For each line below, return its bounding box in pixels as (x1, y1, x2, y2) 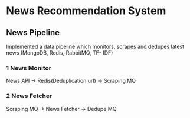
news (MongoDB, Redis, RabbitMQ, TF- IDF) (6, 49, 113, 56)
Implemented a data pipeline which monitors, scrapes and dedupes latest (6, 43, 185, 50)
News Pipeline (6, 28, 60, 38)
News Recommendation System (6, 4, 166, 18)
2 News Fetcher (6, 92, 53, 100)
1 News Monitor (6, 63, 52, 72)
